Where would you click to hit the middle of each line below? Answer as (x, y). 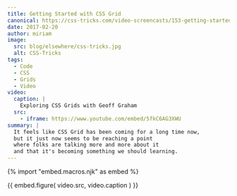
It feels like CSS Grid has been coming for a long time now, (107, 132)
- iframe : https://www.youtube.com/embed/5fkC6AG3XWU (101, 118)
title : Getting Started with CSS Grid (64, 14)
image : (17, 40)
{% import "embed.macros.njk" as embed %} (73, 171)
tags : (15, 60)
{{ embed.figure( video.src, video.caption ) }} (73, 185)
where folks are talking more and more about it (86, 145)
